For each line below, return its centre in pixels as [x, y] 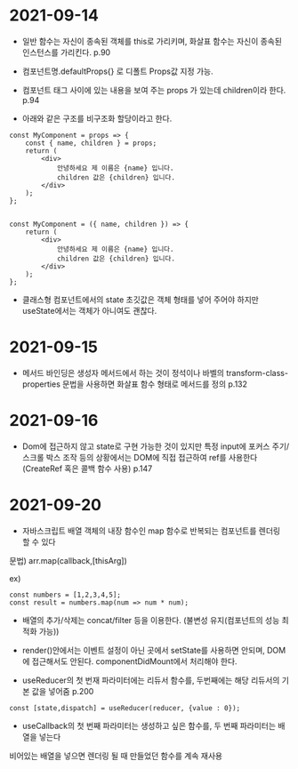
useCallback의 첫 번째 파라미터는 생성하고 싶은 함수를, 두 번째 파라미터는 [149, 725]
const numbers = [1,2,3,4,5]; [65, 595]
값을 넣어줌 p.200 [63, 691]
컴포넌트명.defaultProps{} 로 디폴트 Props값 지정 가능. [117, 71]
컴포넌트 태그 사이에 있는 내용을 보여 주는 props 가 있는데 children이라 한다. [154, 90]
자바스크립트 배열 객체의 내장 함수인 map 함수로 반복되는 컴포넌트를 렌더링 [151, 531]
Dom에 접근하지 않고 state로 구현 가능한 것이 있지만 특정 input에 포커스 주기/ [156, 446]
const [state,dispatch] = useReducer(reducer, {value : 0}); [125, 708]
